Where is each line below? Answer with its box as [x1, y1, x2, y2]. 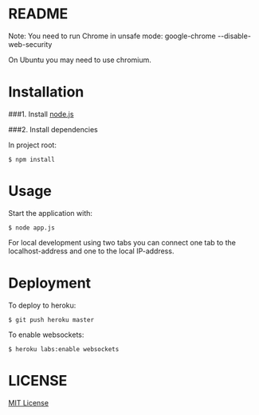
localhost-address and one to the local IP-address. [8, 246, 175, 256]
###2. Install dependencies [8, 124, 98, 134]
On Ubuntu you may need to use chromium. [8, 55, 151, 65]
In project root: [8, 140, 57, 150]
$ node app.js [8, 224, 56, 232]
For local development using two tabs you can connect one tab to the [8, 237, 237, 247]
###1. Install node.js [8, 109, 74, 119]
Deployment [8, 274, 92, 292]
